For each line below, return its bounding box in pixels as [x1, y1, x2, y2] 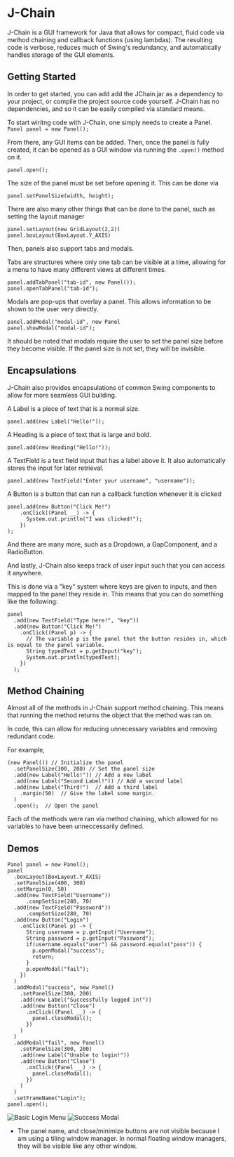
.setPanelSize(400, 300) [13, 880, 86, 887]
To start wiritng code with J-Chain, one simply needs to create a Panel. [7, 118, 212, 126]
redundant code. [7, 732, 55, 740]
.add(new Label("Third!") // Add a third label [13, 784, 158, 791]
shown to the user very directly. [7, 304, 99, 313]
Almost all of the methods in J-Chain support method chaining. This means [7, 704, 224, 712]
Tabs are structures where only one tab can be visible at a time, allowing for [7, 258, 226, 266]
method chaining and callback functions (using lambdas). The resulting [7, 35, 213, 44]
